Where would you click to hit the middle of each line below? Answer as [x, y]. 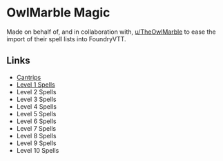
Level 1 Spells [36, 85]
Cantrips [29, 77]
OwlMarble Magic [58, 13]
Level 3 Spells [36, 99]
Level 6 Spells [36, 121]
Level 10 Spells [38, 150]
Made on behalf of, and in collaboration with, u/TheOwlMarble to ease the [111, 32]
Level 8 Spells [36, 136]
